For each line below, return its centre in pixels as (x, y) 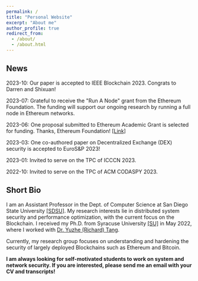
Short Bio (24, 190)
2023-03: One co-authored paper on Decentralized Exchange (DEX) (89, 142)
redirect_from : (25, 34)
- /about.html (29, 45)
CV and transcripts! (31, 271)
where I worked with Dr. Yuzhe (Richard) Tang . (63, 230)
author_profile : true (33, 28)
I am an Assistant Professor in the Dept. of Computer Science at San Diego (97, 204)
